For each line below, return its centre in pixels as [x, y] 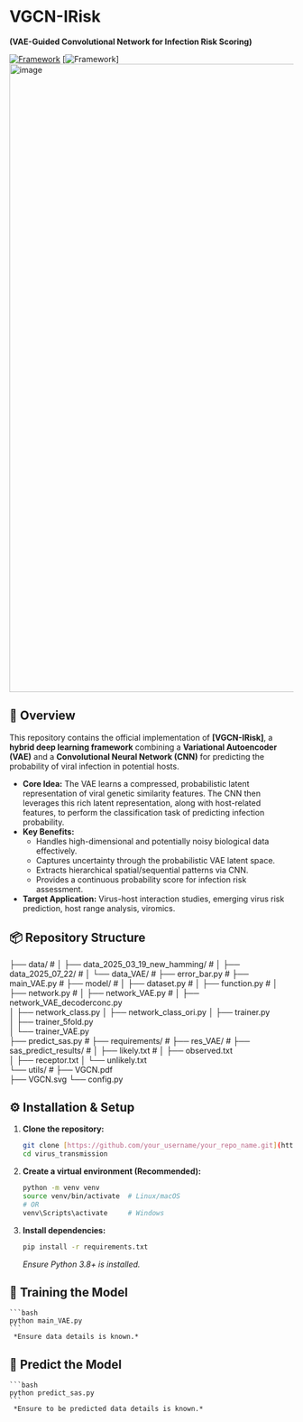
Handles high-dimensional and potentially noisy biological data [152, 841]
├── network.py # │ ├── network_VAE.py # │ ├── [105, 993]
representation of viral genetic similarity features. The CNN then [142, 793]
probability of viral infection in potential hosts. [94, 766]
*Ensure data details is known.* [76, 1337]
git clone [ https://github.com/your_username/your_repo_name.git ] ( [152, 1146]
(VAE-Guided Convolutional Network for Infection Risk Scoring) [131, 42]
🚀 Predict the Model [66, 1364]
